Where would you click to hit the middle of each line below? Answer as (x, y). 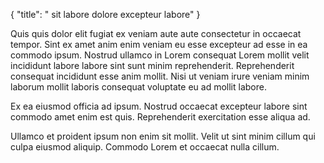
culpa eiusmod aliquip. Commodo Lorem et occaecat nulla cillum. (145, 147)
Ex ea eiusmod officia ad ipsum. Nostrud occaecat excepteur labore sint (159, 106)
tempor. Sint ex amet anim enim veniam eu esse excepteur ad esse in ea (159, 44)
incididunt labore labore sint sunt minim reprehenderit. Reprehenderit (152, 65)
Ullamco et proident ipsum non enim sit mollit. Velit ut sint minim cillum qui (163, 136)
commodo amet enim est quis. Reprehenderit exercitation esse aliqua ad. (160, 117)
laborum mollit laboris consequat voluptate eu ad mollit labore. (138, 87)
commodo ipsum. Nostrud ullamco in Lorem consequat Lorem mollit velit (160, 55)
